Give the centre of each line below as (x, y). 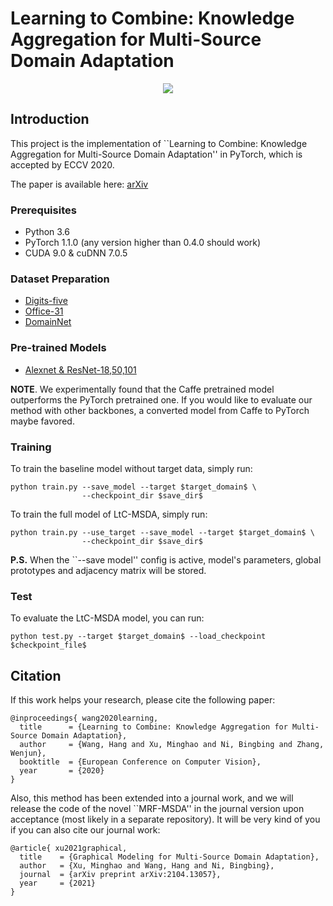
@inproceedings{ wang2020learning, (84, 718)
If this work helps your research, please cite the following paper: (143, 700)
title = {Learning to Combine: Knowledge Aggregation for (153, 727)
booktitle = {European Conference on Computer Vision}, (140, 762)
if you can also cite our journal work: (85, 830)
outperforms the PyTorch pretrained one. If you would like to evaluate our (161, 399)
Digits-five (46, 301)
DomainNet (48, 322)
